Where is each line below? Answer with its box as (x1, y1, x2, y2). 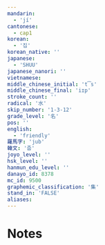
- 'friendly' (13, 132, 51, 139)
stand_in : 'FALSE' (7, 190, 60, 197)
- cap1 (13, 29, 32, 37)
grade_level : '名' (7, 112, 59, 119)
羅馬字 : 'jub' (7, 139, 45, 146)
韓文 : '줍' (7, 145, 35, 152)
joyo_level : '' (7, 151, 51, 159)
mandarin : (7, 10, 36, 17)
